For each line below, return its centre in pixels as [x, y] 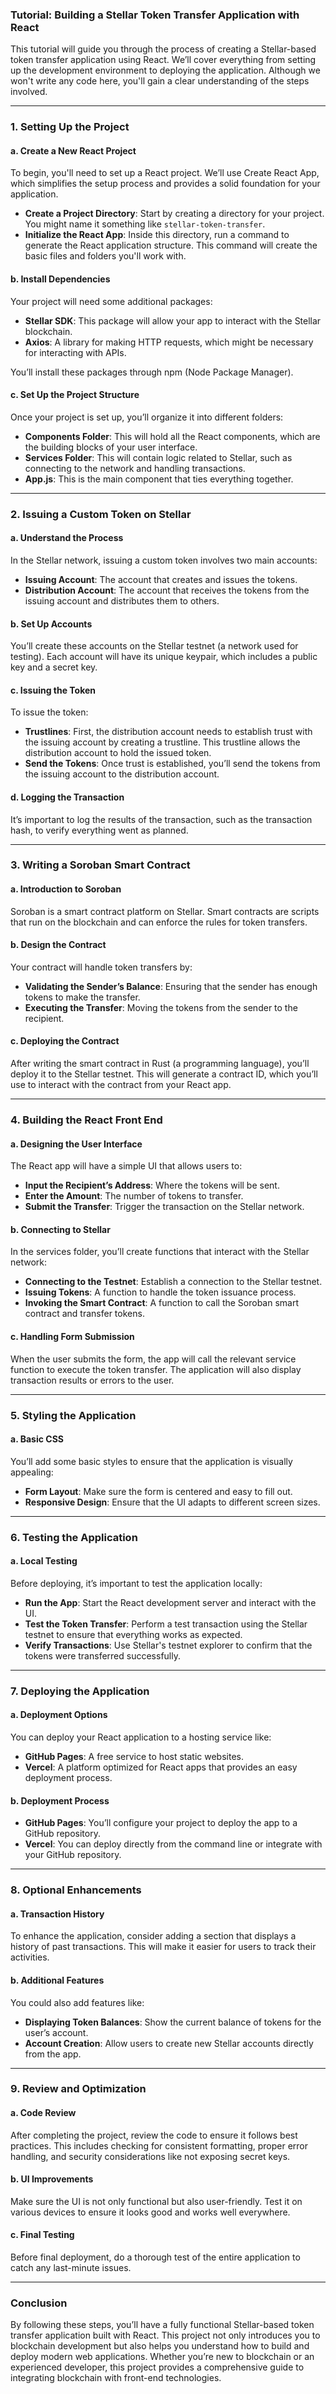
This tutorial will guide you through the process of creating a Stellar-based [163, 49]
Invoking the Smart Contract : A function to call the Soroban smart [162, 1303]
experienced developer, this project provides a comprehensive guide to [157, 2367]
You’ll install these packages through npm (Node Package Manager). [152, 372]
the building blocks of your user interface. [111, 447]
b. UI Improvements [52, 2179]
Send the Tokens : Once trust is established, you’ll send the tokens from [172, 764]
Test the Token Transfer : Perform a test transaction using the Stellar [166, 1624]
